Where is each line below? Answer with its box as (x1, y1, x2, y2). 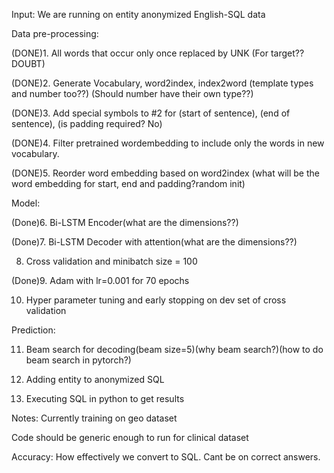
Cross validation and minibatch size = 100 (25, 255, 198, 267)
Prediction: (11, 324, 56, 336)
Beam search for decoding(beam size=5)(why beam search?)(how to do (25, 344, 324, 355)
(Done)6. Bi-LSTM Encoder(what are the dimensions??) (11, 217, 239, 228)
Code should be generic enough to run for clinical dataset (11, 432, 249, 443)
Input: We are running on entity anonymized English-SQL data (11, 9, 266, 20)
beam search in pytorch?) (25, 354, 132, 366)
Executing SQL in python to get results (25, 393, 185, 404)
